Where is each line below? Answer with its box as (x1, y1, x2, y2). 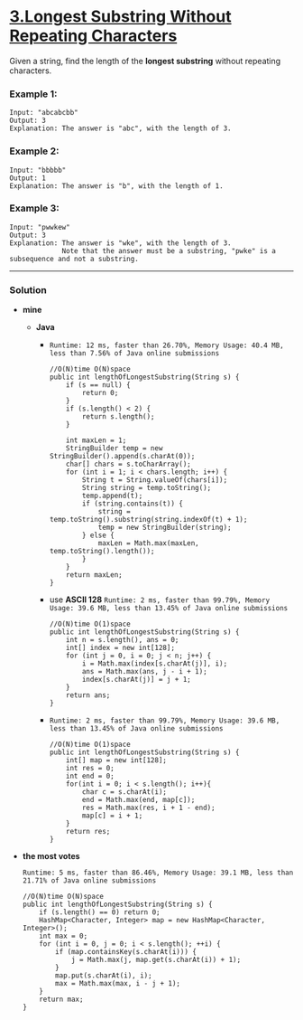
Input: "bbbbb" (9, 165, 67, 175)
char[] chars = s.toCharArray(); (66, 459, 191, 469)
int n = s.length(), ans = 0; (66, 636, 179, 645)
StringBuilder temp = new (66, 444, 163, 453)
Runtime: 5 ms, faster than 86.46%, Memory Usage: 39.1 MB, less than (22, 868, 294, 878)
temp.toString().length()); (49, 547, 155, 556)
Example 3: (9, 202, 60, 214)
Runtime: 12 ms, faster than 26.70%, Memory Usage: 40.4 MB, (49, 341, 284, 350)
